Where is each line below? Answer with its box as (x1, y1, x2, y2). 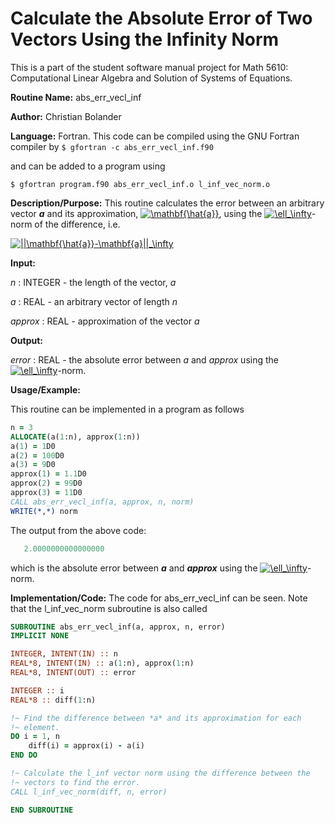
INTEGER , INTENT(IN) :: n (10, 649, 118, 659)
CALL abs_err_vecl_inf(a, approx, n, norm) (10, 497, 195, 507)
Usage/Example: (10, 383, 81, 396)
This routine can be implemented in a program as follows (10, 403, 245, 415)
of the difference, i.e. (34, 218, 121, 230)
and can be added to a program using (10, 160, 166, 172)
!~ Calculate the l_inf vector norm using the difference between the (10, 768, 311, 779)
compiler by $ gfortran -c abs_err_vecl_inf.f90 (10, 140, 214, 152)
